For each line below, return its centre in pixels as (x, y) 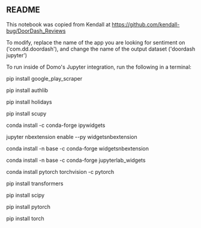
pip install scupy (26, 113)
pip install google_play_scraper (44, 78)
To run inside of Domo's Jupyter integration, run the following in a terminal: (99, 67)
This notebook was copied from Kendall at (58, 24)
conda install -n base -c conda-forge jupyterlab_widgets (76, 160)
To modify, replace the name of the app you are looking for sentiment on (96, 42)
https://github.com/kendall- (146, 24)
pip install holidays (29, 102)
